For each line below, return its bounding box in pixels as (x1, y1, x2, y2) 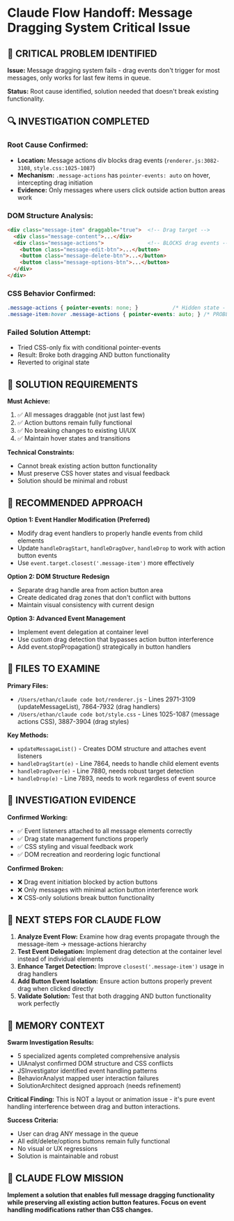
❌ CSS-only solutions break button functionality (17, 893, 155, 901)
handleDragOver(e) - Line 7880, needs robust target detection (17, 766, 194, 775)
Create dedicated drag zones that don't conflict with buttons (17, 593, 192, 601)
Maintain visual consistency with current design (17, 600, 155, 609)
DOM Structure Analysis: (7, 210, 94, 220)
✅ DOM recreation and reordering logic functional (17, 850, 160, 858)
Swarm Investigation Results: (7, 1038, 94, 1047)
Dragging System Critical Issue (7, 20, 191, 36)
